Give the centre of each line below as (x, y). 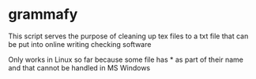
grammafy (43, 14)
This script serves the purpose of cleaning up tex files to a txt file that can (128, 36)
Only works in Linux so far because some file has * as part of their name (126, 59)
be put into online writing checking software (80, 44)
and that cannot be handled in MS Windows (79, 67)
